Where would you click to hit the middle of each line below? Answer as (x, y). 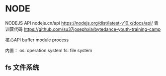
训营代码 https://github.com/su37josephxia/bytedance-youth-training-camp (83, 29)
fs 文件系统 (22, 68)
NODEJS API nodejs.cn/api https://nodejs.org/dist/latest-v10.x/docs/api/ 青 (82, 23)
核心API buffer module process (37, 40)
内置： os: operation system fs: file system (49, 50)
